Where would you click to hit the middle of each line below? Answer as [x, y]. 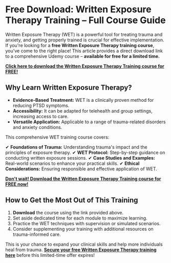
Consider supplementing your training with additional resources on [83, 229]
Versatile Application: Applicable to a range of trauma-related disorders [89, 122]
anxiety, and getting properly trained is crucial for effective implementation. [85, 40]
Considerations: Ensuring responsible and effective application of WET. [81, 169]
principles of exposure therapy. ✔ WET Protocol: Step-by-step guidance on [85, 152]
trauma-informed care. [37, 234]
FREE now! [17, 184]
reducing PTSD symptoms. [41, 105]
